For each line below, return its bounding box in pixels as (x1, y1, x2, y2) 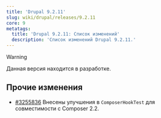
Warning (6, 54, 27, 60)
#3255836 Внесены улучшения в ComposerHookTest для (14, 98, 156, 105)
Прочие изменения (6, 82, 83, 93)
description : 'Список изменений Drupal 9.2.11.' (11, 37, 136, 43)
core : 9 (6, 20, 26, 26)
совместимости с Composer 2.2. (14, 105, 99, 112)
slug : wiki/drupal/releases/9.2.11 (6, 14, 96, 20)
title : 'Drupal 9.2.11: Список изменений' (11, 31, 120, 37)
